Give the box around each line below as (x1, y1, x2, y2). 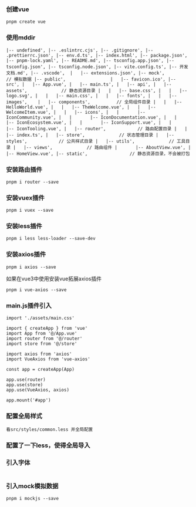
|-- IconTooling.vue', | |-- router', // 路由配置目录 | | (6, 126, 188, 131)
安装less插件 (6, 222, 42, 230)
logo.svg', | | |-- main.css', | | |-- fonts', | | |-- (6, 93, 177, 99)
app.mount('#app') (6, 397, 51, 403)
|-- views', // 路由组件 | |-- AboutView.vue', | (23, 144, 191, 150)
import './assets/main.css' (6, 315, 75, 321)
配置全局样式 (6, 412, 43, 420)
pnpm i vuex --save (6, 207, 54, 214)
